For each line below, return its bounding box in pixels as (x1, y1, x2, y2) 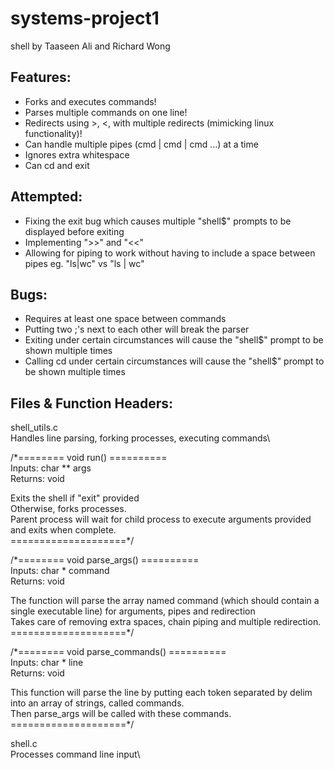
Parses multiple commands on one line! (24, 106, 188, 118)
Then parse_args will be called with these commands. (10, 708, 232, 720)
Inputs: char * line (10, 657, 84, 669)
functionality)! (24, 127, 83, 139)
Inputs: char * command (10, 565, 110, 577)
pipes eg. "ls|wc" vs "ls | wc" (24, 257, 145, 269)
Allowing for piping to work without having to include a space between (24, 247, 316, 259)
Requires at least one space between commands (24, 313, 227, 325)
